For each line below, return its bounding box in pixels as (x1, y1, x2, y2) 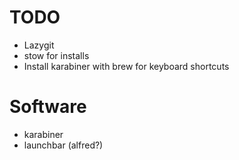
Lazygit (23, 39, 55, 51)
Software (9, 96, 87, 118)
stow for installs (23, 49, 90, 61)
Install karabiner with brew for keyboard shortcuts (23, 60, 230, 72)
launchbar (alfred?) (23, 139, 104, 151)
